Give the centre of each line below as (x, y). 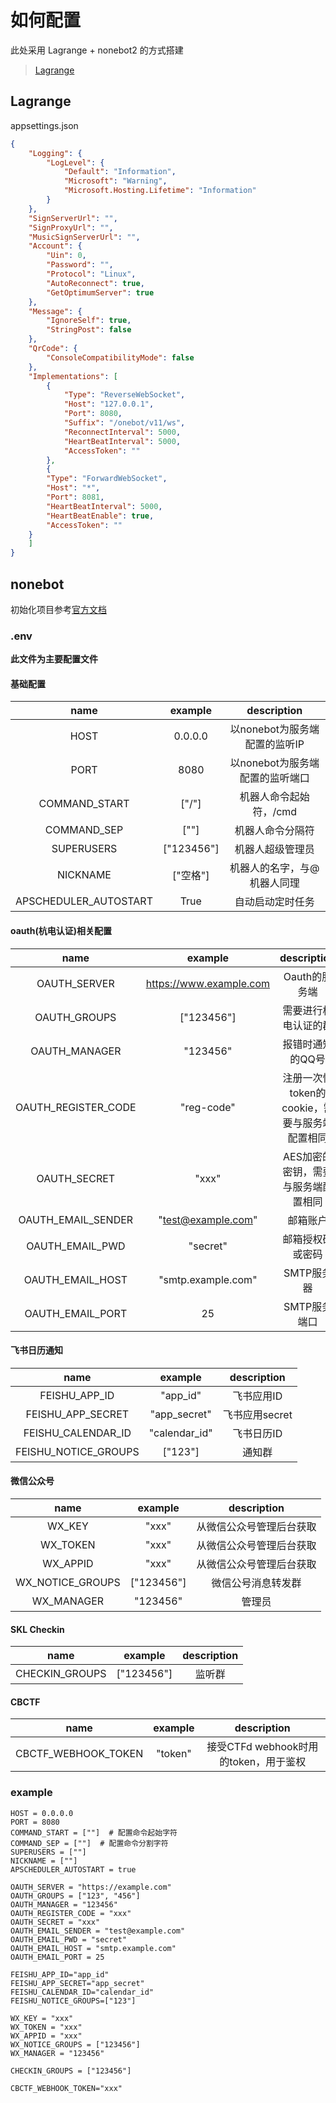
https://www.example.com (208, 983)
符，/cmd (275, 812)
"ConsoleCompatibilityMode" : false (120, 357)
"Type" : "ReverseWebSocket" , (124, 395)
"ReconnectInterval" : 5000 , (122, 432)
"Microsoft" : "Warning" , (115, 181)
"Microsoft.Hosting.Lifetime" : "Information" (160, 191)
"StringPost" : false (89, 330)
